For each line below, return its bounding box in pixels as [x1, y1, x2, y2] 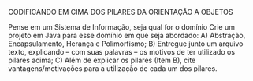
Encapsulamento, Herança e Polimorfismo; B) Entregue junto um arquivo [8, 39, 244, 48]
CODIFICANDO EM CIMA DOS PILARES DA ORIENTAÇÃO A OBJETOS [8, 8, 233, 16]
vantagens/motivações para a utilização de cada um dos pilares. [8, 64, 218, 73]
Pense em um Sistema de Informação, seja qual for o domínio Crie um [8, 23, 235, 31]
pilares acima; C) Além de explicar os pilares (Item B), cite [8, 55, 196, 65]
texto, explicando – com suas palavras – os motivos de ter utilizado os [8, 48, 235, 56]
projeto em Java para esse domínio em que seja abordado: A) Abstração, [8, 31, 246, 40]
